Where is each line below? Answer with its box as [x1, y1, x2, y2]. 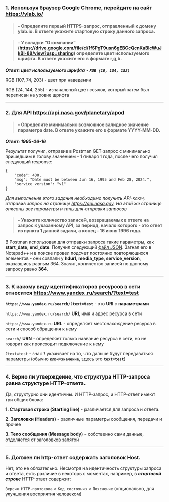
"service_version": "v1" [14, 181, 66, 186]
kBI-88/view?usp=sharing [17, 50, 74, 56]
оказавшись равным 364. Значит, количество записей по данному [5, 261, 149, 267]
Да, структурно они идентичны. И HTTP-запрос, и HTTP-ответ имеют [5, 391, 156, 397]
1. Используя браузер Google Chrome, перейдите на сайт [5, 4, 152, 11]
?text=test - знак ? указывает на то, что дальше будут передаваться [5, 351, 153, 357]
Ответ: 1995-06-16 [5, 138, 46, 144]
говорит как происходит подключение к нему [5, 341, 104, 347]
